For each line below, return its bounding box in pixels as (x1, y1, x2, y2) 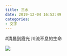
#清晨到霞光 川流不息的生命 (5, 35, 62, 41)
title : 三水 (5, 7, 28, 12)
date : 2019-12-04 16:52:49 (5, 12, 61, 17)
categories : (5, 16, 30, 21)
